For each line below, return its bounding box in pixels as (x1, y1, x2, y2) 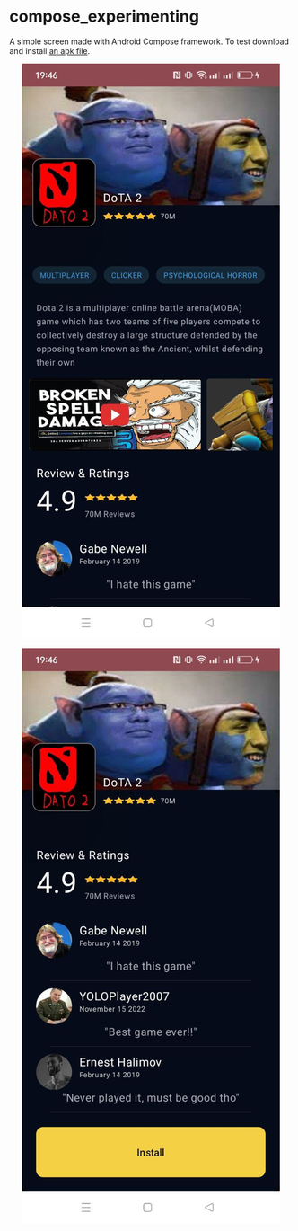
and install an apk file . (9, 45, 91, 56)
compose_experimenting (9, 6, 200, 27)
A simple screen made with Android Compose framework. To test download (9, 36, 290, 47)
